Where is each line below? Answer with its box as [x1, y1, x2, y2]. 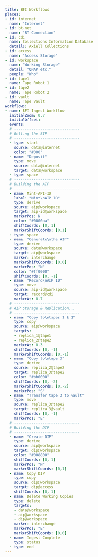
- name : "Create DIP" [9, 434, 54, 439]
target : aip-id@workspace [14, 209, 67, 214]
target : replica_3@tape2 [14, 370, 65, 375]
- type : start [9, 140, 38, 146]
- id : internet [5, 16, 36, 21]
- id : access [5, 48, 32, 53]
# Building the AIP [9, 182, 49, 187]
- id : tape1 [5, 76, 29, 81]
